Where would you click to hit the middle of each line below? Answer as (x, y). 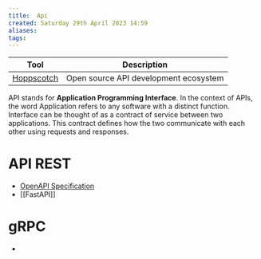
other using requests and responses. (69, 131)
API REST (40, 164)
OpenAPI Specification (57, 186)
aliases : (23, 30)
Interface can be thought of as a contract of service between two (116, 115)
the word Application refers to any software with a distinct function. (119, 106)
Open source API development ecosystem (145, 78)
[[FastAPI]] (38, 194)
